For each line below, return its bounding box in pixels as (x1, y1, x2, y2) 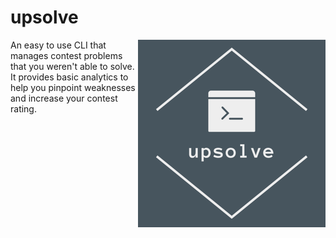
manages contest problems (10, 49, 123, 61)
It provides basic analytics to (10, 71, 129, 83)
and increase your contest (10, 92, 118, 104)
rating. (10, 102, 37, 115)
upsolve (10, 6, 79, 29)
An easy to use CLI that (10, 39, 107, 51)
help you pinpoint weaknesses (10, 81, 136, 93)
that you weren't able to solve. (10, 60, 135, 72)
